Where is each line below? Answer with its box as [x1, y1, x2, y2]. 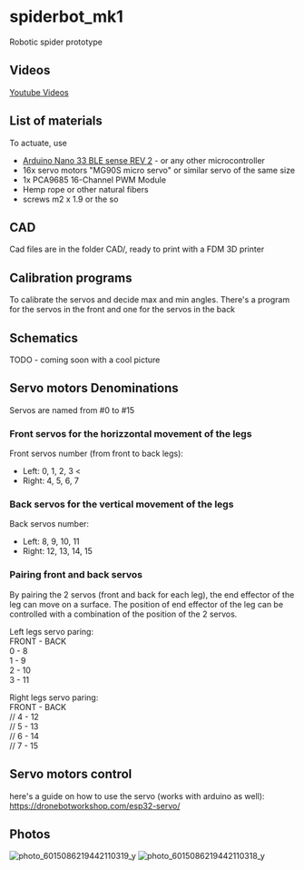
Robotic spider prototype [9, 36, 103, 47]
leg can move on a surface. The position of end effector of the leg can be [9, 598, 284, 609]
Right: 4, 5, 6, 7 [22, 475, 80, 487]
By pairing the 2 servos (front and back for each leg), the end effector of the [9, 588, 295, 600]
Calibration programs [9, 270, 132, 285]
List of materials [9, 114, 103, 129]
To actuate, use [9, 137, 68, 148]
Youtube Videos [9, 86, 70, 97]
